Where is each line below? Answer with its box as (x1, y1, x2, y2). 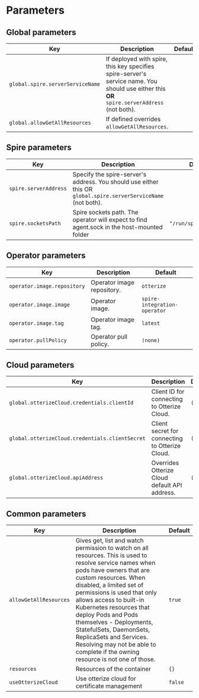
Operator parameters (6, 251, 86, 261)
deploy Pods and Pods (75, 611, 138, 619)
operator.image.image (9, 301, 70, 308)
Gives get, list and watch (75, 536, 144, 545)
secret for (151, 427, 179, 435)
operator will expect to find (72, 215, 147, 223)
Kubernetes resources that (75, 604, 150, 612)
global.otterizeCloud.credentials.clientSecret (9, 435, 146, 442)
